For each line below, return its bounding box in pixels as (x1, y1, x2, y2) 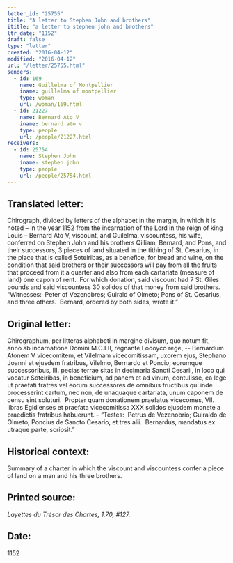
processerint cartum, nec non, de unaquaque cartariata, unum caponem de (7, 388, 223, 397)
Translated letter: (7, 198, 84, 210)
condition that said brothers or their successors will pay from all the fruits (7, 261, 218, 269)
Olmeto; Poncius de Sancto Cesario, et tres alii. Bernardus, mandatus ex (7, 418, 216, 426)
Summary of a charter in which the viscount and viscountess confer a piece (7, 464, 225, 472)
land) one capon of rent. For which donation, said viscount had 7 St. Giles (7, 276, 219, 284)
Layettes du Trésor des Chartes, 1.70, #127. (7, 510, 131, 518)
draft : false (7, 36, 45, 43)
